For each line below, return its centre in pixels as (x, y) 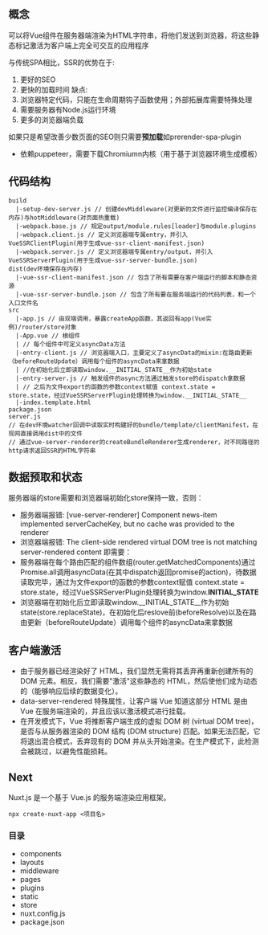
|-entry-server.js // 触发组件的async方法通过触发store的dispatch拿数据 (130, 378)
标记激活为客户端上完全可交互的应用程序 (82, 45)
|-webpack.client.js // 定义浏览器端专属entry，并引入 (102, 235)
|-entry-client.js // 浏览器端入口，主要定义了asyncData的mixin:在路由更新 (134, 353)
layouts (32, 863)
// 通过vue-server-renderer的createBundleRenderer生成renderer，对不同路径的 (134, 442)
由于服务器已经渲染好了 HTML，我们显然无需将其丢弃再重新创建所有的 (136, 671)
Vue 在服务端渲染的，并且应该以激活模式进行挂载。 (105, 711)
